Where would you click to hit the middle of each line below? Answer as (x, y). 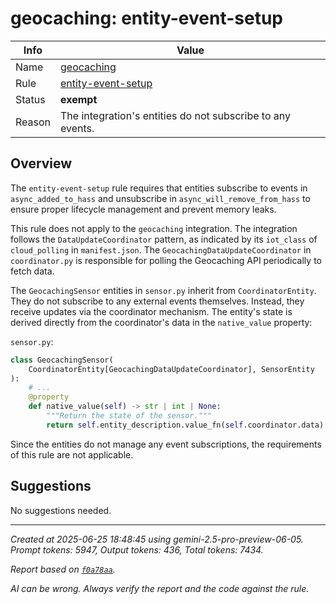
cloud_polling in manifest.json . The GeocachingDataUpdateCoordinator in (161, 249)
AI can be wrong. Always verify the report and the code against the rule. (160, 588)
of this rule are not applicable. (72, 454)
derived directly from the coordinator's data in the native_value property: (161, 322)
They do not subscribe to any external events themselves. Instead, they (157, 301)
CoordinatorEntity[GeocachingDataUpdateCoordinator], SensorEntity (171, 369)
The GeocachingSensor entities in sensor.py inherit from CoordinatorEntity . (163, 290)
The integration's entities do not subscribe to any (175, 115)
